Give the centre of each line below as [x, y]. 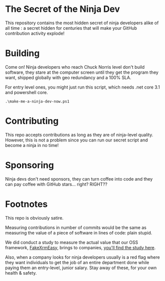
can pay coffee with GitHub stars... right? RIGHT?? [56, 184]
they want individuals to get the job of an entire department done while [77, 262]
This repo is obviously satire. [34, 218]
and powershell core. [27, 92]
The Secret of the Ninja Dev [62, 9]
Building [22, 53]
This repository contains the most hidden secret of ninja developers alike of [82, 23]
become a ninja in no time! [32, 145]
